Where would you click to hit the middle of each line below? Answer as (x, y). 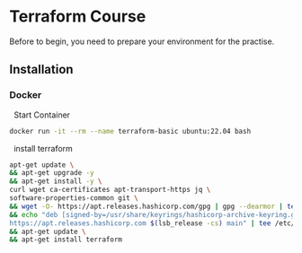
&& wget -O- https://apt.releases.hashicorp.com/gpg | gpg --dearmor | (146, 206)
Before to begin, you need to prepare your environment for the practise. (142, 41)
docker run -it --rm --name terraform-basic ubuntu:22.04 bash (130, 131)
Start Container (41, 115)
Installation (41, 70)
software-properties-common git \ (74, 198)
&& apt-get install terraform (66, 240)
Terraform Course (78, 17)
